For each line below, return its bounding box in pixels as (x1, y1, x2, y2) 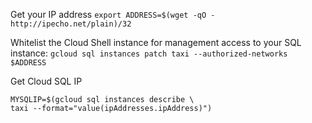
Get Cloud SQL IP (10, 75, 83, 87)
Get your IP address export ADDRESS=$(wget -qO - (10, 9, 216, 20)
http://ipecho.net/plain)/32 (10, 19, 132, 29)
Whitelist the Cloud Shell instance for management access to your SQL (10, 37, 302, 48)
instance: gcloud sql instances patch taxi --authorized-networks (10, 47, 288, 59)
